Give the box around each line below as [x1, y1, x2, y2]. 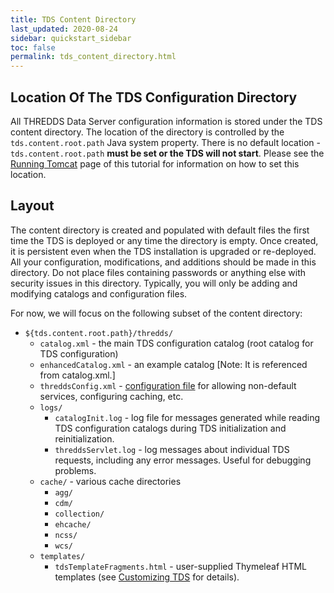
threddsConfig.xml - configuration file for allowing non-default [39, 379, 297, 391]
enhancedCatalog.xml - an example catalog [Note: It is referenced [39, 358, 308, 370]
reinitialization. [54, 432, 115, 445]
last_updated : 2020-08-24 [10, 24, 118, 34]
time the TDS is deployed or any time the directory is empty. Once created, [10, 234, 319, 246]
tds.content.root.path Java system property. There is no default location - [10, 136, 321, 148]
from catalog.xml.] [39, 369, 116, 381]
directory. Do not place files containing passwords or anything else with [10, 266, 307, 278]
